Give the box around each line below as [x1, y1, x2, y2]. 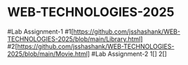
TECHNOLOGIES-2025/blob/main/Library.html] [7, 34, 143, 43]
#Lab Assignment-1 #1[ [7, 27, 74, 36]
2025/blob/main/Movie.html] [7, 50, 90, 58]
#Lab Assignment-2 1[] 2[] [90, 50, 167, 58]
